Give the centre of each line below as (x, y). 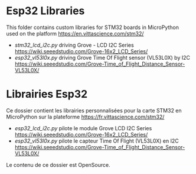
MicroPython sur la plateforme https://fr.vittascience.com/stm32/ (85, 117)
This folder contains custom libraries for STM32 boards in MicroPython (92, 27)
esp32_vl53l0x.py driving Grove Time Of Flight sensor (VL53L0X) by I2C (102, 57)
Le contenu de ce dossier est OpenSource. (58, 165)
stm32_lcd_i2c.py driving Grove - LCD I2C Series (74, 45)
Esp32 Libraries (45, 11)
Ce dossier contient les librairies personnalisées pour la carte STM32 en (94, 110)
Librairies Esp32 (47, 94)
